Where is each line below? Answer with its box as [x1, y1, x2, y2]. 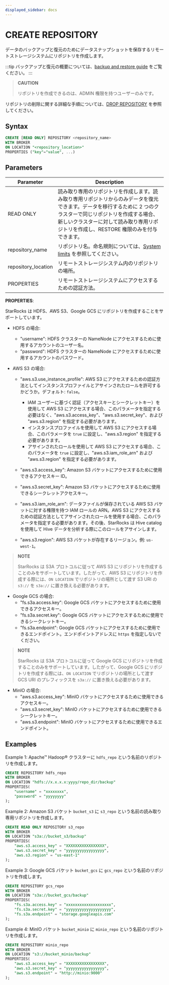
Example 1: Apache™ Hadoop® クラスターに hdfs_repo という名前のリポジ [5, 754, 157, 760]
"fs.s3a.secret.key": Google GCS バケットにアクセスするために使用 [20, 612, 159, 618]
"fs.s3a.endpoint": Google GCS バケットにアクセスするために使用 [20, 625, 156, 631]
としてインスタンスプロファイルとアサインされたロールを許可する [24, 382, 161, 388]
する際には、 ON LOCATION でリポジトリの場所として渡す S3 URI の [22, 576, 157, 582]
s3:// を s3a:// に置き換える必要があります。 [17, 582, 112, 588]
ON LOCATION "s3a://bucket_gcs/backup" [5, 893, 89, 898]
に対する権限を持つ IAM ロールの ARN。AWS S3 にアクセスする [29, 507, 161, 513]
